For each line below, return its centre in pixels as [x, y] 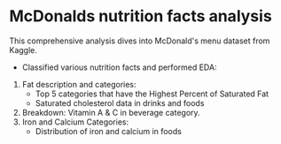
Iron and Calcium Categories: [75, 122]
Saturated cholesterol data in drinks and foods [120, 102]
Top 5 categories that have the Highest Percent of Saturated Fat [152, 94]
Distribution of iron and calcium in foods [108, 131]
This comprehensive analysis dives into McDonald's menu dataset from [140, 41]
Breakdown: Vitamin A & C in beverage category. [111, 112]
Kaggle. [23, 49]
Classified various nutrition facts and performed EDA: [119, 67]
